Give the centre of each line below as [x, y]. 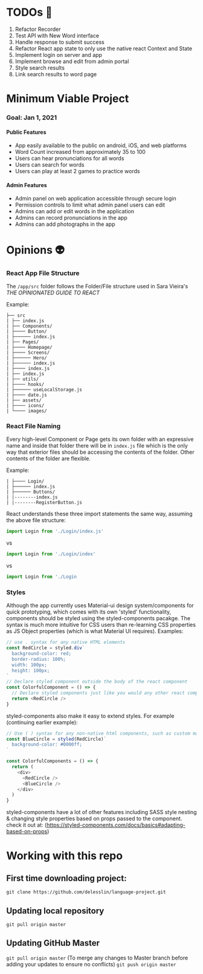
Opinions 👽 [36, 250]
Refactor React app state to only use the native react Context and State [103, 48]
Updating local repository [55, 911]
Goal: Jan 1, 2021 [32, 118]
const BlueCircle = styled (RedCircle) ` [56, 739]
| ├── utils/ [23, 379]
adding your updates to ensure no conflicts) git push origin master [91, 964]
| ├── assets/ [24, 400]
